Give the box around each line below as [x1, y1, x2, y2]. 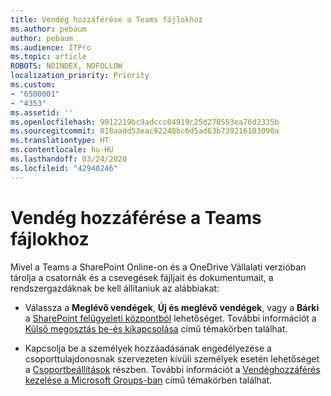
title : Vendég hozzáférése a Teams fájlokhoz [10, 14, 203, 25]
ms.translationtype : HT [10, 136, 110, 146]
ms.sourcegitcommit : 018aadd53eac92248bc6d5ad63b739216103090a [10, 126, 280, 136]
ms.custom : [10, 80, 56, 90]
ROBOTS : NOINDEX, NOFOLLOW [10, 61, 123, 71]
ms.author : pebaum [10, 24, 87, 34]
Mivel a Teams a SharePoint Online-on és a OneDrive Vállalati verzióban [10, 261, 307, 273]
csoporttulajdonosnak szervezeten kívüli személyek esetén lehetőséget [24, 352, 320, 365]
